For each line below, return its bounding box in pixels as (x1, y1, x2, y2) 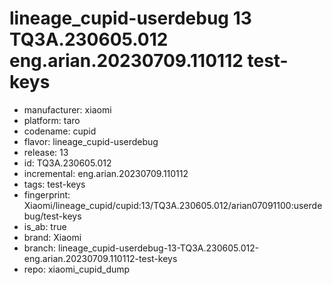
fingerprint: (23, 188, 71, 201)
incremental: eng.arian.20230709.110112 (23, 167, 189, 179)
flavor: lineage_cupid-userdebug (23, 135, 159, 147)
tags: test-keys (23, 178, 86, 190)
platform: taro (23, 114, 81, 126)
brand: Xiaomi (23, 231, 82, 243)
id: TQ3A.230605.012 (23, 157, 112, 169)
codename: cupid (23, 125, 97, 137)
